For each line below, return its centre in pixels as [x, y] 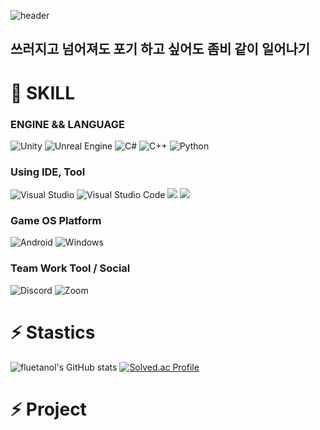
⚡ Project [48, 409]
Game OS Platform [56, 221]
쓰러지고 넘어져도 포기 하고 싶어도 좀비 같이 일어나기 [160, 49]
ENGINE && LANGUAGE [68, 124]
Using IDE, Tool [48, 172]
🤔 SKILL [43, 92]
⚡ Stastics [53, 332]
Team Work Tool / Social [70, 268]
